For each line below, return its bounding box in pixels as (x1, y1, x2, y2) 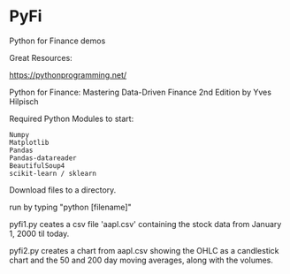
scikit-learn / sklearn (9, 169, 97, 178)
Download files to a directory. (9, 184, 117, 195)
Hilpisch (9, 95, 39, 107)
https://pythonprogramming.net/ (9, 69, 127, 80)
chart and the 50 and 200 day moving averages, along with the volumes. (9, 255, 274, 265)
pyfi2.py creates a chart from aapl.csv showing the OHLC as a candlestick (9, 245, 280, 255)
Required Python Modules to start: (9, 113, 134, 124)
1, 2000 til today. (9, 228, 70, 239)
